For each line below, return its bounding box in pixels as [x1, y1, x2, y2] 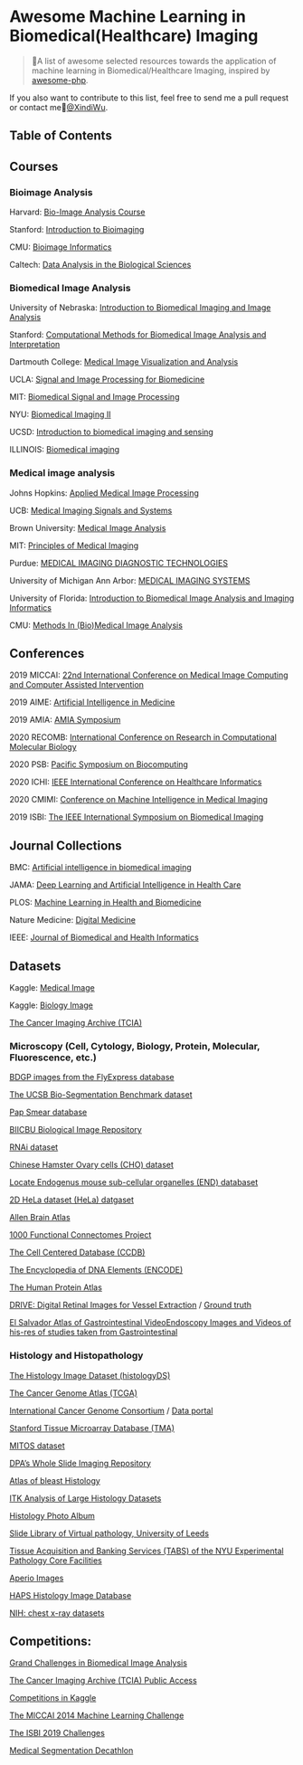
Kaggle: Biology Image [9, 1000, 93, 1011]
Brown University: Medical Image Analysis [9, 522, 166, 533]
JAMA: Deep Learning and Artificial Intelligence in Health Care [9, 879, 241, 890]
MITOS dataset [9, 1440, 65, 1451]
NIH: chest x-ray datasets [9, 1608, 105, 1618]
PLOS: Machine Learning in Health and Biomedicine [9, 897, 202, 908]
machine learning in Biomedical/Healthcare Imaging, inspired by [31, 65, 270, 76]
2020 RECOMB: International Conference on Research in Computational [9, 732, 278, 743]
